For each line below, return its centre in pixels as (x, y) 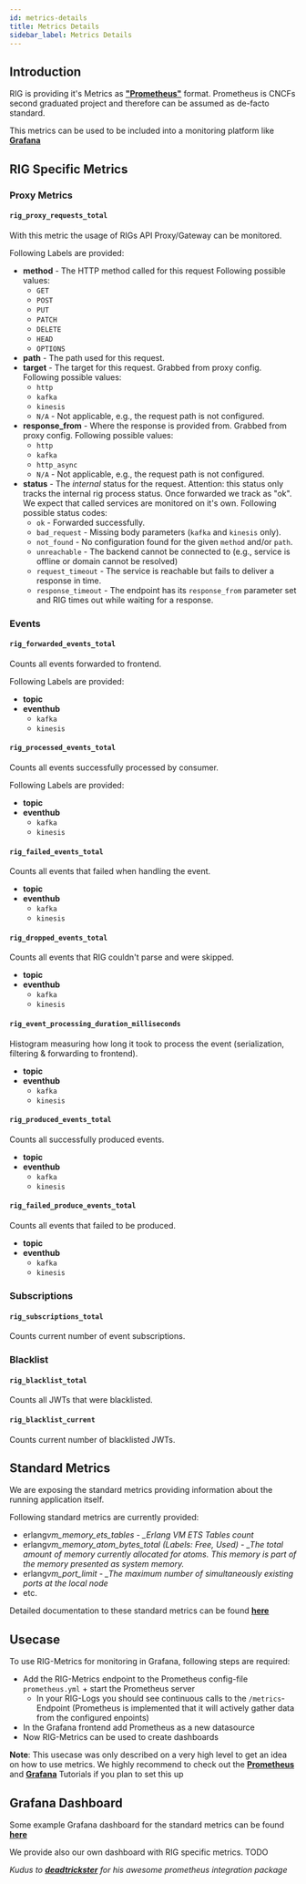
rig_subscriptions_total (56, 1317)
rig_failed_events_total (56, 852)
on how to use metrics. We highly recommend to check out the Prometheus (152, 1765)
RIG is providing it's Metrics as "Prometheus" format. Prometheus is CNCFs (153, 94)
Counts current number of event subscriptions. (97, 1336)
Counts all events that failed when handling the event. (110, 871)
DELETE (49, 329)
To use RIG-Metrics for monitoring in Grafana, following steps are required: (150, 1662)
